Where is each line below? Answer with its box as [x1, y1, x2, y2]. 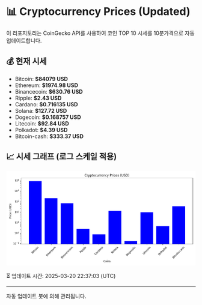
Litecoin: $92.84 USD [14, 119, 69, 127]
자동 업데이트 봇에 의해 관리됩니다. [6, 292, 87, 300]
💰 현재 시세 [6, 56, 47, 67]
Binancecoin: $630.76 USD [14, 88, 83, 95]
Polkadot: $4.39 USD [14, 126, 68, 133]
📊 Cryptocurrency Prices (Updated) [6, 5, 191, 19]
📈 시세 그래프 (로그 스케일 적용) [6, 151, 117, 162]
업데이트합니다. [6, 37, 42, 44]
